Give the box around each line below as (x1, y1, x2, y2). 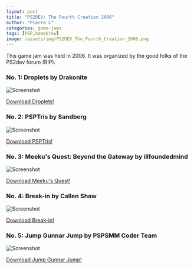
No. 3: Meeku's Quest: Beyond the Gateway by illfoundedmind (6, 152, 189, 160)
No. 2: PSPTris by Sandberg (6, 113, 87, 121)
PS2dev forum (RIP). (6, 58, 56, 65)
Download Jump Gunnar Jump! (6, 256, 82, 263)
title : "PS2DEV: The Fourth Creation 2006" (6, 14, 115, 20)
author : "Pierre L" (6, 19, 54, 25)
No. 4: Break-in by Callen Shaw (6, 192, 97, 200)
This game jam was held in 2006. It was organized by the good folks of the (6, 53, 188, 59)
